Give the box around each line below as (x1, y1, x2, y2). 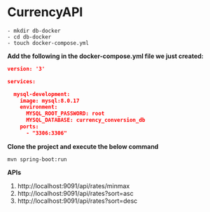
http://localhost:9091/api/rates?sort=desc (17, 197, 138, 205)
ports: (20, 123, 39, 130)
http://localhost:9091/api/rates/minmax (17, 181, 130, 190)
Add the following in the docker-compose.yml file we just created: (7, 52, 204, 60)
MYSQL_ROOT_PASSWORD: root (25, 110, 105, 118)
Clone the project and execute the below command (7, 142, 159, 150)
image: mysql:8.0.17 (20, 97, 80, 104)
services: (7, 78, 36, 85)
